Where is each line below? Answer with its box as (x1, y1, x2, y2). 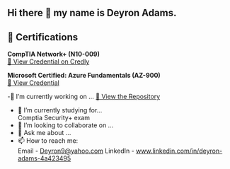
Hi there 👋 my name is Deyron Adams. (7, 7, 177, 19)
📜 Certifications (7, 31, 79, 43)
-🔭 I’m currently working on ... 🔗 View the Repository (7, 93, 161, 101)
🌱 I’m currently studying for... (17, 106, 103, 115)
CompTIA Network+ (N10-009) (7, 50, 100, 59)
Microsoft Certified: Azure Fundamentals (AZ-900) (7, 71, 161, 80)
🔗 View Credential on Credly (7, 57, 90, 66)
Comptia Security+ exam (17, 114, 91, 122)
